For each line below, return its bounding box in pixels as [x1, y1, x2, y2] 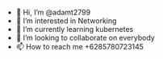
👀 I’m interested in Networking [15, 16, 117, 26]
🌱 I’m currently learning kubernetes [15, 25, 134, 33]
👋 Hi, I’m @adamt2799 [15, 8, 91, 17]
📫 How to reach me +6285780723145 [15, 42, 144, 51]
